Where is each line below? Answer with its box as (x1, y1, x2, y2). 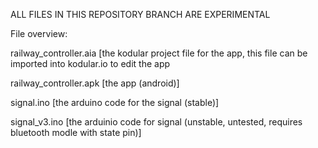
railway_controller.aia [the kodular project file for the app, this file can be (10, 47, 308, 59)
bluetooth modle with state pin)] (10, 127, 142, 138)
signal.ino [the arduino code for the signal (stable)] (10, 97, 220, 108)
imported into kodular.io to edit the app (10, 58, 171, 69)
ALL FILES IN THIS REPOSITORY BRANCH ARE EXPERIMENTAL (10, 9, 271, 20)
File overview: (10, 28, 68, 39)
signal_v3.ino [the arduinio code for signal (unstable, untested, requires (10, 116, 303, 128)
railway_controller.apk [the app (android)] (10, 77, 180, 89)
